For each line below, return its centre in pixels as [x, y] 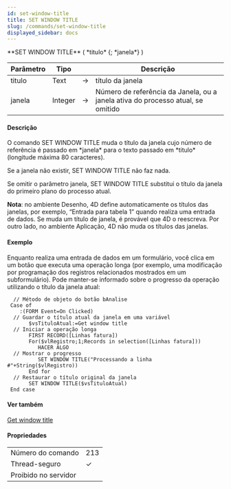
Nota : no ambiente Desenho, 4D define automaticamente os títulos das [108, 205]
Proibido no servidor [44, 475]
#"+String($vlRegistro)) [43, 365]
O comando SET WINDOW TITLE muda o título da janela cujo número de [109, 143]
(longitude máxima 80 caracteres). [56, 157]
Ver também [25, 405]
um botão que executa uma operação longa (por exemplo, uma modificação [114, 264]
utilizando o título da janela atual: [54, 286]
